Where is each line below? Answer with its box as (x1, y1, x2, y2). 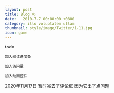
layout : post (5, 7, 32, 12)
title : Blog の (5, 12, 36, 17)
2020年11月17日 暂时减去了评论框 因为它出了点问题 (5, 83, 110, 89)
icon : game (5, 30, 28, 35)
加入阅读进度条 (5, 54, 31, 59)
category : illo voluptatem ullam (5, 21, 75, 26)
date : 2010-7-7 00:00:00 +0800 (5, 16, 75, 21)
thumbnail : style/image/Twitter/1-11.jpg (5, 26, 93, 31)
